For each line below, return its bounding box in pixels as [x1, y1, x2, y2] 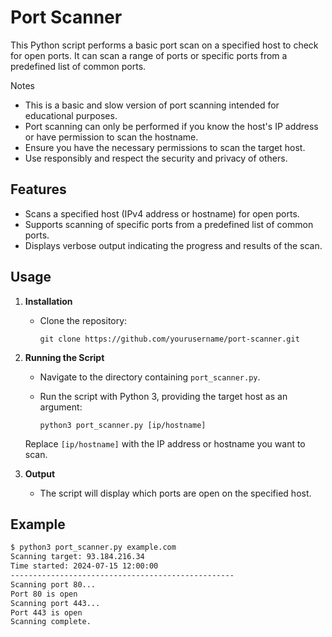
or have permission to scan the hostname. [24, 131, 199, 143]
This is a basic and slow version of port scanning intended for [24, 99, 280, 111]
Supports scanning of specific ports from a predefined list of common [24, 218, 314, 230]
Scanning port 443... [10, 598, 101, 608]
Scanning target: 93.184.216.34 [10, 552, 145, 562]
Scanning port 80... [10, 579, 97, 590]
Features [10, 181, 67, 198]
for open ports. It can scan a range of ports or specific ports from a [10, 49, 288, 61]
